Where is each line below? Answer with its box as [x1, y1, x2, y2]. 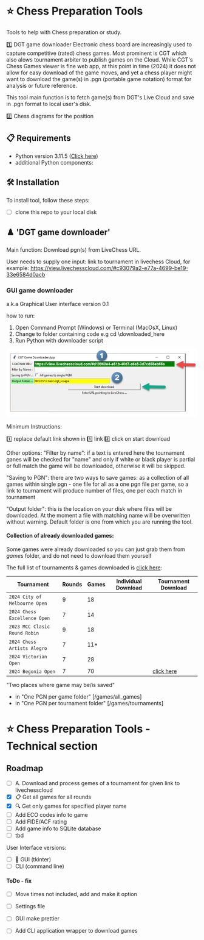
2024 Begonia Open [8, 669, 56, 675]
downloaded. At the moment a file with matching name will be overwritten [6, 511, 191, 519]
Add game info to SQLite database [15, 825, 101, 832]
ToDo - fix [6, 877, 32, 884]
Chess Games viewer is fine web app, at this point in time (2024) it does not [6, 62, 196, 69]
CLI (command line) [15, 863, 65, 870]
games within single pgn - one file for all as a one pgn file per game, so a [6, 480, 189, 488]
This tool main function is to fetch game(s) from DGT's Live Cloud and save [6, 93, 194, 101]
